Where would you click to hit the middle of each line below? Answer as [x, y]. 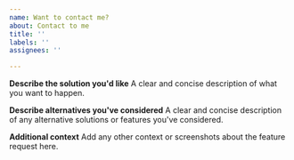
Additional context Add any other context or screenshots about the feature [147, 137]
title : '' [28, 34]
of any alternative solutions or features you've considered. [117, 120]
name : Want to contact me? [59, 17]
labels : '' [29, 42]
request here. [34, 147]
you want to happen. [47, 93]
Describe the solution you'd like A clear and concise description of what [143, 84]
